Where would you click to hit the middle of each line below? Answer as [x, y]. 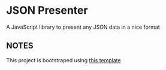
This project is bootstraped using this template [64, 60]
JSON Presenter [47, 10]
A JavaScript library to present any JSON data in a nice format [83, 27]
